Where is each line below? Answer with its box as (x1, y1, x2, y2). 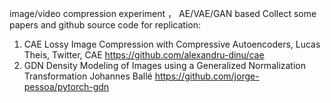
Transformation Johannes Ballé (23, 70, 153, 82)
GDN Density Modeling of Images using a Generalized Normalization (23, 60, 307, 71)
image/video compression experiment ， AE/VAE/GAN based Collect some (9, 8, 317, 19)
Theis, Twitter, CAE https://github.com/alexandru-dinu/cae (23, 49, 265, 61)
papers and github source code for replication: (9, 19, 202, 31)
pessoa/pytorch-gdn (23, 81, 110, 92)
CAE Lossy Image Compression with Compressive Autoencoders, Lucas (23, 38, 321, 50)
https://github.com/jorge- (154, 70, 260, 82)
